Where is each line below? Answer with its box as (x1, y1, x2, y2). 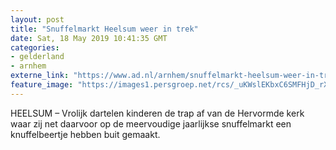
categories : (10, 42, 60, 53)
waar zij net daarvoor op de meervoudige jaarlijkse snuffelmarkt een (10, 117, 292, 130)
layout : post (10, 14, 65, 25)
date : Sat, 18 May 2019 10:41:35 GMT (10, 33, 168, 43)
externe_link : (10, 71, 70, 81)
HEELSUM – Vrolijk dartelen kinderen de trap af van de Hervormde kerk (10, 107, 305, 119)
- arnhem (10, 61, 47, 71)
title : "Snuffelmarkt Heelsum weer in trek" (10, 24, 199, 34)
